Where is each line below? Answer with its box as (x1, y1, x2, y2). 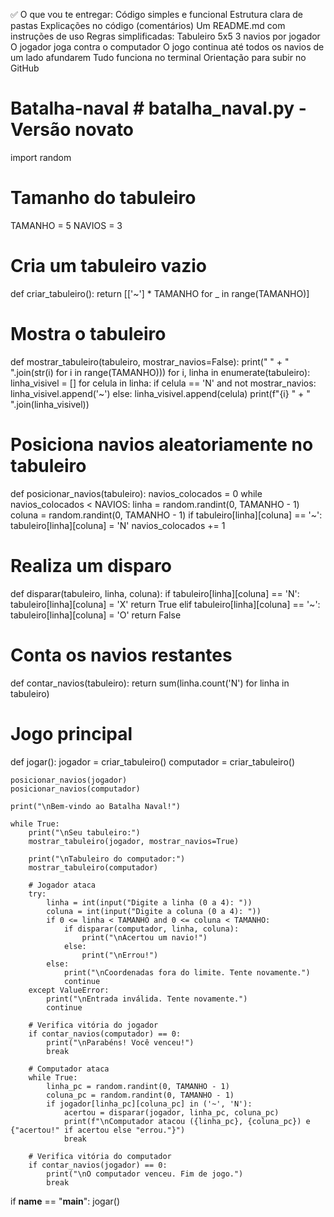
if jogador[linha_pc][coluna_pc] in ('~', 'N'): (46, 1099, 253, 1109)
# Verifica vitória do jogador (28, 1020, 159, 1030)
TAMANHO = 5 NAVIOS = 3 (10, 219, 123, 231)
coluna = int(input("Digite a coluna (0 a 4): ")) (46, 906, 262, 916)
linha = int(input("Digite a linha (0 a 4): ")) (46, 897, 253, 908)
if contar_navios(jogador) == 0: (28, 1160, 168, 1170)
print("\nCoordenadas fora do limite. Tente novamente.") (63, 967, 311, 978)
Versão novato (10, 119, 135, 141)
